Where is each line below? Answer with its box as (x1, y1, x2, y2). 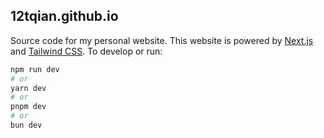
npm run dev (10, 64, 60, 74)
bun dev (10, 120, 43, 131)
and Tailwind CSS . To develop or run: (10, 45, 163, 57)
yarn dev (10, 83, 47, 93)
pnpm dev (10, 102, 47, 112)
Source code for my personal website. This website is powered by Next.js (10, 34, 314, 46)
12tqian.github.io (10, 8, 119, 25)
